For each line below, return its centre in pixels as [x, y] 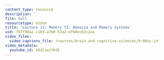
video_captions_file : [31, 41]
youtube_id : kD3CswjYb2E [35, 50]
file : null [16, 18]
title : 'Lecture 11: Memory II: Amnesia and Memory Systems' [69, 28]
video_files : [18, 37]
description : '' [21, 14]
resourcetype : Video [26, 23]
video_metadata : [21, 45]
